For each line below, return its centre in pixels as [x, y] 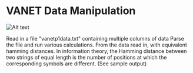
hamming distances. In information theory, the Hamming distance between [96, 51]
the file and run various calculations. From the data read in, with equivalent [96, 45]
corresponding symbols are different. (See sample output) [76, 64]
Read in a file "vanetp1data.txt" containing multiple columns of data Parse [95, 38]
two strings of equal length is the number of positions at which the [86, 57]
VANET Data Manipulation [71, 11]
